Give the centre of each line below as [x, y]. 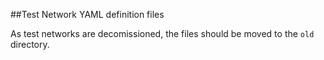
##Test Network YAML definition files [87, 14]
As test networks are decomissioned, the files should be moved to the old [162, 33]
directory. [30, 44]
